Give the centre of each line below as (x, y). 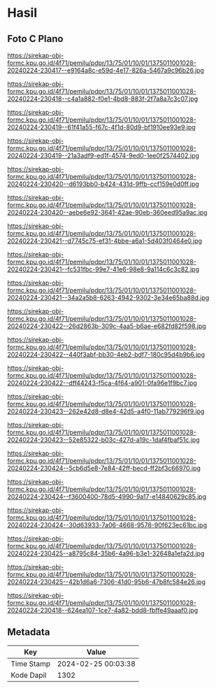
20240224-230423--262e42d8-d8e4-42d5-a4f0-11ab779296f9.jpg (106, 411)
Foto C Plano (35, 39)
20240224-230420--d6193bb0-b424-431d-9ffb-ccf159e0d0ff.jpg (103, 184)
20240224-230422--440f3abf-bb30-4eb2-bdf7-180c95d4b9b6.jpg (106, 354)
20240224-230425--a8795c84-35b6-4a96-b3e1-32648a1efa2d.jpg (106, 553)
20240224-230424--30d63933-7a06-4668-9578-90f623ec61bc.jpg (107, 525)
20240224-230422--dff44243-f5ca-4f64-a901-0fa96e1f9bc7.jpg (102, 383)
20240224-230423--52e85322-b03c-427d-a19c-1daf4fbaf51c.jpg (104, 440)
